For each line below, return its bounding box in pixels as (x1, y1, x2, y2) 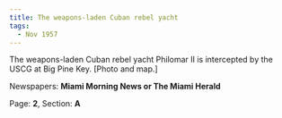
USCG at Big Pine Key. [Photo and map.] (9, 63, 159, 74)
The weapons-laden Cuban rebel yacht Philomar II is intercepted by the (9, 55, 274, 65)
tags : (9, 21, 30, 30)
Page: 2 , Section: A (9, 98, 81, 109)
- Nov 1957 (17, 29, 58, 38)
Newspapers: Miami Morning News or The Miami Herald (9, 81, 222, 92)
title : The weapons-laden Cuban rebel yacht (9, 13, 179, 22)
